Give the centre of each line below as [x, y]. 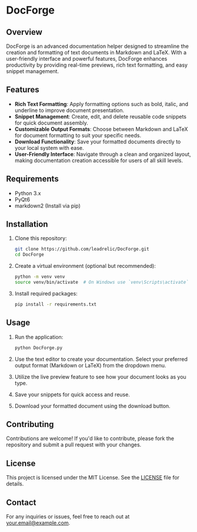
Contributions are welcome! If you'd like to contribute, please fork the [90, 439]
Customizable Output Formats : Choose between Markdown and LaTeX [101, 129]
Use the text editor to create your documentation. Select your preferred [101, 359]
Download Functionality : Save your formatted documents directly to [98, 142]
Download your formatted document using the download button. [92, 406]
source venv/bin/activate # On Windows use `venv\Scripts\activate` [102, 283]
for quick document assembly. [51, 123]
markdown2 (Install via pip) [47, 206]
